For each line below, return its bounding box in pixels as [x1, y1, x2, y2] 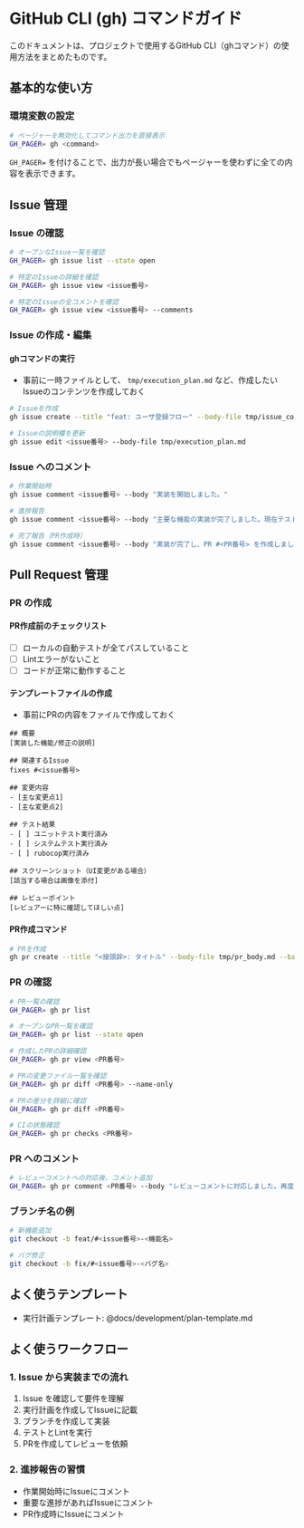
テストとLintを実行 [22, 1427, 92, 1438]
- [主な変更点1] [9, 793, 64, 802]
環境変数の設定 [9, 110, 75, 122]
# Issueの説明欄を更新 [9, 429, 86, 438]
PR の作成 [9, 596, 52, 609]
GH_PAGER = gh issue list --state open [9, 255, 156, 265]
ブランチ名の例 [9, 1206, 75, 1218]
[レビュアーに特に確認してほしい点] [9, 903, 125, 913]
